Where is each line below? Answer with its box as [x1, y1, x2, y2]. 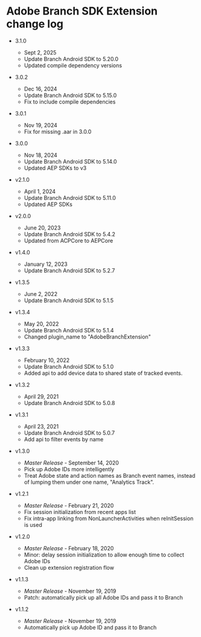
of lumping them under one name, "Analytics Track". [24, 478, 155, 486]
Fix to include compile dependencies [24, 98, 116, 105]
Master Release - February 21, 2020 [24, 501, 114, 509]
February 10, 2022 [24, 356, 70, 364]
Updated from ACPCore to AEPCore [24, 237, 113, 244]
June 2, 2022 [24, 290, 58, 297]
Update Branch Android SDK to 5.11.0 [24, 194, 116, 201]
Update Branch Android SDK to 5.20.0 [24, 55, 119, 62]
